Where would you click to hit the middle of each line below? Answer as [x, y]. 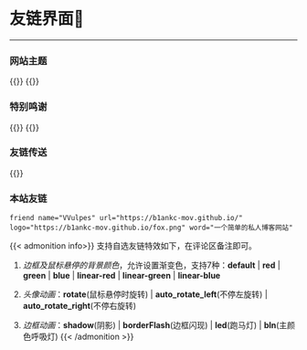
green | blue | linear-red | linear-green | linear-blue [122, 276]
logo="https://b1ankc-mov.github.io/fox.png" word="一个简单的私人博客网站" [151, 228]
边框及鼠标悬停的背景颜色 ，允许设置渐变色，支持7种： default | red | [151, 265]
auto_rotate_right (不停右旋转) [79, 306]
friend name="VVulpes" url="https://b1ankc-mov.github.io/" [127, 218]
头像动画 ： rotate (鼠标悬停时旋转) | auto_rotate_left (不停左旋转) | [145, 294]
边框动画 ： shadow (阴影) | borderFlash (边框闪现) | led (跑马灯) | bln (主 [155, 325]
